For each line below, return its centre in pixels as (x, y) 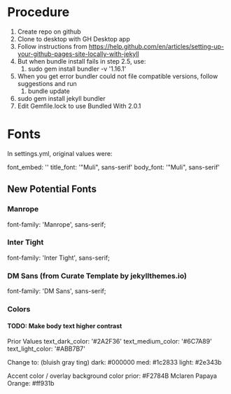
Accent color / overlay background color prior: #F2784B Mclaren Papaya (112, 376)
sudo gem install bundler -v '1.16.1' (77, 69)
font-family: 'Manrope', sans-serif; (57, 224)
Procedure (38, 12)
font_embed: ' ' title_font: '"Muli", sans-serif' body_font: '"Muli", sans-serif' (114, 167)
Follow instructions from (52, 46)
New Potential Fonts (52, 189)
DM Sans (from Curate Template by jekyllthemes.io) (97, 276)
